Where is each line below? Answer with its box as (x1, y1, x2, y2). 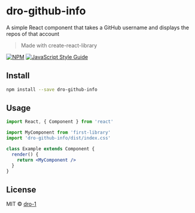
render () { (11, 151, 39, 158)
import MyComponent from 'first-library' (6, 129, 111, 135)
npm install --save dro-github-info (6, 87, 97, 92)
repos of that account (6, 30, 60, 37)
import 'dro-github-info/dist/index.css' (6, 135, 111, 141)
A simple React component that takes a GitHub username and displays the (6, 24, 190, 31)
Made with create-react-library (20, 42, 97, 49)
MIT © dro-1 (6, 200, 37, 208)
